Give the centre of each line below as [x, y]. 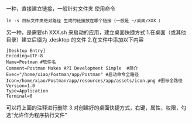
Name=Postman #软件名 [31, 62]
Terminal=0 [19, 96]
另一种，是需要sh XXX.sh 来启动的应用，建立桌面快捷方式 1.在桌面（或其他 [96, 32]
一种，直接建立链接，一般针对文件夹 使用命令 [61, 8]
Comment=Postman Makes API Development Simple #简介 [72, 68]
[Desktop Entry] [26, 51]
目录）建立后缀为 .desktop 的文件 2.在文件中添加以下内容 [75, 39]
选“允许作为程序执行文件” [37, 115]
